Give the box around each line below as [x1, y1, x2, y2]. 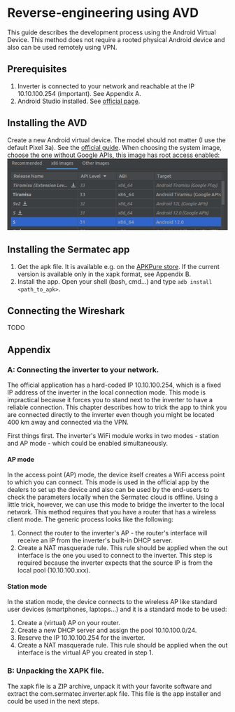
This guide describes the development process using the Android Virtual [7, 28, 216, 36]
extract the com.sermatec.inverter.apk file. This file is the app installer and [7, 689, 222, 698]
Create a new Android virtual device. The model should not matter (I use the [7, 135, 226, 144]
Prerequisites [7, 63, 67, 75]
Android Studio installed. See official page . [17, 97, 141, 105]
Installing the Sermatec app [7, 244, 130, 256]
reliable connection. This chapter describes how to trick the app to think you [7, 403, 227, 411]
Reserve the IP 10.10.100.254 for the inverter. [17, 634, 145, 642]
